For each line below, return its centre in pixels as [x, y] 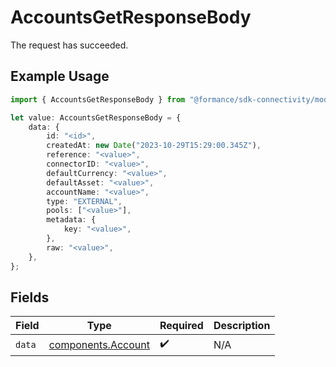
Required [181, 326]
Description [242, 326]
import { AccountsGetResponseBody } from [98, 99]
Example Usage [60, 76]
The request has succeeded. [69, 45]
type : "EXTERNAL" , [84, 201]
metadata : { [71, 220]
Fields [30, 297]
